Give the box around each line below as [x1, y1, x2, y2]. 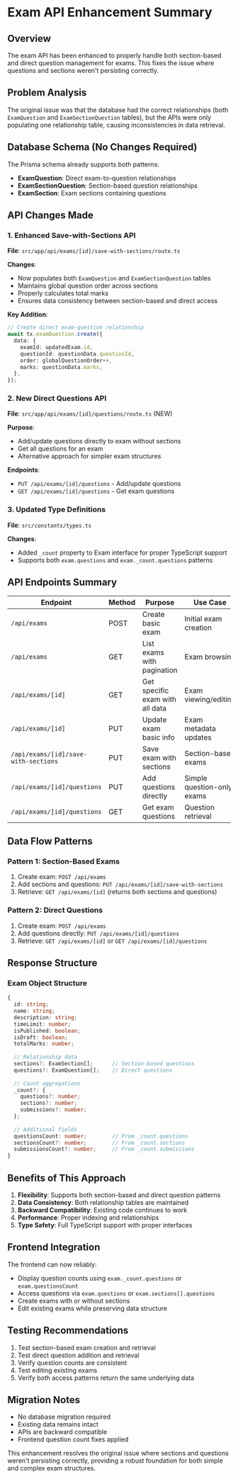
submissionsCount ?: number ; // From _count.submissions [13, 1145, 195, 1153]
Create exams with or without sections [17, 1296, 130, 1305]
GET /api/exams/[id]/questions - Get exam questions [17, 487, 175, 496]
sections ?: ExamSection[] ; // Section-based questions [13, 1060, 195, 1067]
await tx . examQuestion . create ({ [7, 331, 103, 338]
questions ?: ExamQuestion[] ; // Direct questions [13, 1067, 173, 1074]
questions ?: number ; [20, 1093, 81, 1100]
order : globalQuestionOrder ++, [20, 357, 113, 364]
